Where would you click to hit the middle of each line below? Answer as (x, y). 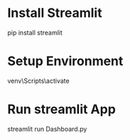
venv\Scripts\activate (38, 81)
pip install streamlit (35, 33)
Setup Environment (65, 61)
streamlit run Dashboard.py (47, 129)
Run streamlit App (61, 109)
